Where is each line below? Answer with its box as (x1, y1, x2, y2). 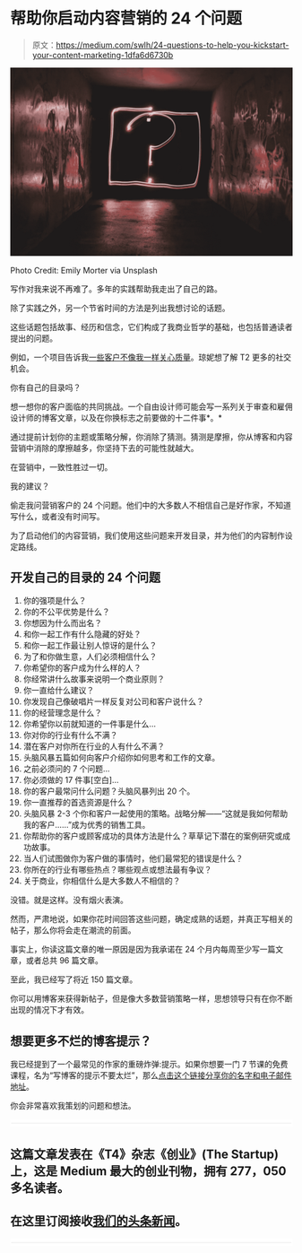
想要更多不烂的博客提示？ (10, 1033, 151, 1049)
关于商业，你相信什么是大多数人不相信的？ (22, 875, 181, 886)
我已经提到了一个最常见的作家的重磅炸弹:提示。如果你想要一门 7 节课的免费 (10, 1059, 289, 1070)
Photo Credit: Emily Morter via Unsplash (10, 265, 158, 275)
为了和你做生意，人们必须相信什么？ (22, 651, 158, 662)
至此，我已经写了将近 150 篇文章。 (10, 974, 138, 985)
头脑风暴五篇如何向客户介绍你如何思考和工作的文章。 (22, 753, 220, 763)
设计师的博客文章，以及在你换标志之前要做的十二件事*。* (10, 412, 223, 422)
